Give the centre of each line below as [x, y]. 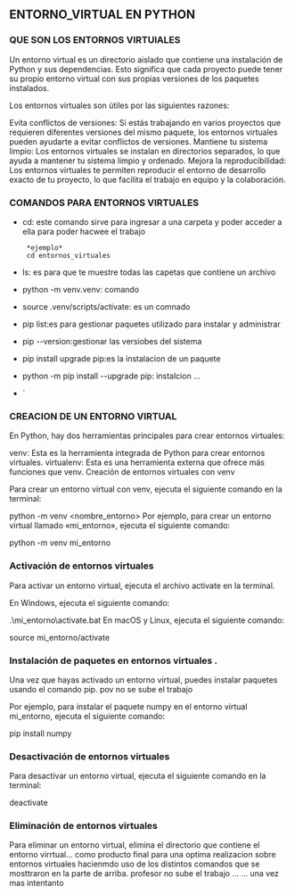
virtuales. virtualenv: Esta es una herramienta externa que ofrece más [137, 462]
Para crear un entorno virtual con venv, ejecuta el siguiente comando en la [146, 489]
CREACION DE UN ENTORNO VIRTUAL [93, 416]
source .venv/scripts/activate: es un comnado [106, 306]
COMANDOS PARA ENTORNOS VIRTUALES [104, 203]
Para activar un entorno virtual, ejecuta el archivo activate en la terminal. [142, 585]
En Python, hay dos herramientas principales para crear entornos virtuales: [147, 435]
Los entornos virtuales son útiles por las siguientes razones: [119, 105]
